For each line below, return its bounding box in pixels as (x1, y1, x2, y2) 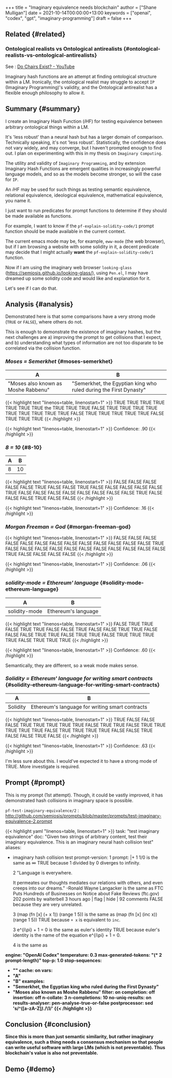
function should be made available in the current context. (5, 228, 126, 234)
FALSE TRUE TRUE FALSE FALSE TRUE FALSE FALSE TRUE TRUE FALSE (5, 626, 158, 632)
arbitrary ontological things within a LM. (5, 124, 90, 130)
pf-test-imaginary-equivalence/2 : (5, 807, 79, 813)
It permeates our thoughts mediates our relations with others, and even (12, 879, 163, 886)
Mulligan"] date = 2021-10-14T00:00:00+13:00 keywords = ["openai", (5, 10, 152, 16)
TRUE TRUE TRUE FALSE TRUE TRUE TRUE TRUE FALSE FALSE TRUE (5, 727, 153, 734)
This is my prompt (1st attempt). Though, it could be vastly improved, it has (5, 792, 163, 798)
